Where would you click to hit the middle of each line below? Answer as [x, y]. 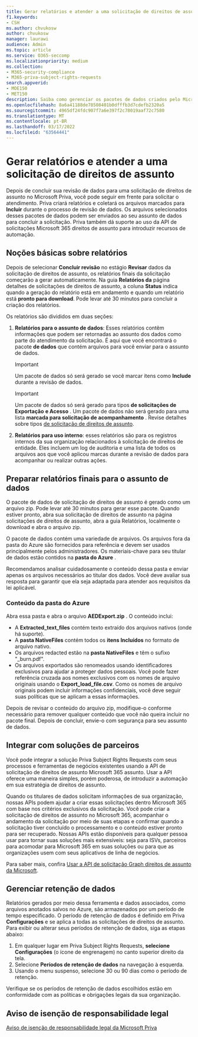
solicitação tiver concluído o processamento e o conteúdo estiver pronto [94, 827]
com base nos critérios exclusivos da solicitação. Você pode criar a [88, 808]
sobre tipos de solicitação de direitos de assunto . [74, 423]
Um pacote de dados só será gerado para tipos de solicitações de [95, 405]
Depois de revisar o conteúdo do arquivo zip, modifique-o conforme [89, 708]
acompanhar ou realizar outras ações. [61, 460]
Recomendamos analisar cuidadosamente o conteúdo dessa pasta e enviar [97, 569]
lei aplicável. [21, 588]
